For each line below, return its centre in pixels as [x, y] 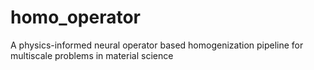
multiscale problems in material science [92, 55]
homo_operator [75, 17]
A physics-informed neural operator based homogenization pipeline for [157, 45]
